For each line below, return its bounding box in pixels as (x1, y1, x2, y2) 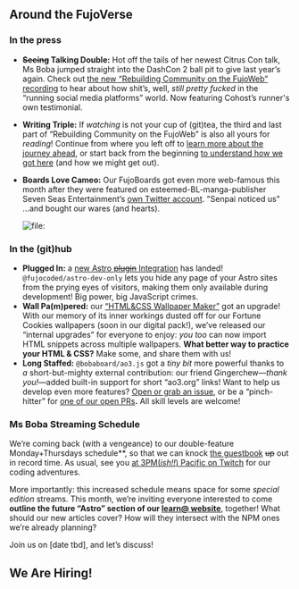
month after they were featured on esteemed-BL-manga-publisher (21, 183, 267, 195)
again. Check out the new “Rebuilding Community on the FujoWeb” (21, 73, 269, 84)
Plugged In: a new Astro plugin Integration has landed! (21, 263, 223, 273)
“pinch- (245, 386, 274, 397)
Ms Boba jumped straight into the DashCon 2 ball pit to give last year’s (21, 63, 281, 74)
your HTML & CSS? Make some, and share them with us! (21, 348, 232, 358)
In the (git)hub (9, 242, 73, 255)
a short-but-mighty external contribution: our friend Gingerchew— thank (21, 366, 287, 378)
